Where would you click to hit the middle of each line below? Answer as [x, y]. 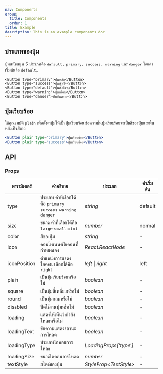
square [15, 291]
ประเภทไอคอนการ [57, 342]
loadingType [22, 346]
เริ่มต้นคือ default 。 [23, 70]
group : [12, 14]
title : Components [28, 18]
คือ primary [52, 204]
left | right [96, 264]
